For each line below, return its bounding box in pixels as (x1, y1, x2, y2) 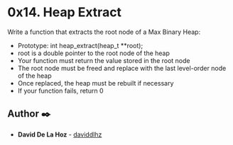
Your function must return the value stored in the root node (17, 56, 190, 64)
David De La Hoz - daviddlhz (17, 130, 102, 139)
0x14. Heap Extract (7, 4, 122, 21)
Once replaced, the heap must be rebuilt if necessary (17, 79, 174, 87)
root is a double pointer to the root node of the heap (17, 49, 170, 57)
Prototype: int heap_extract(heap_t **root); (17, 41, 143, 50)
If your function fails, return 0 (17, 86, 104, 95)
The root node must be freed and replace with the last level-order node (17, 64, 227, 72)
